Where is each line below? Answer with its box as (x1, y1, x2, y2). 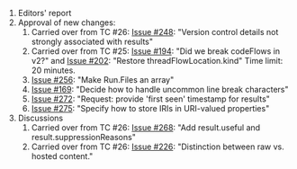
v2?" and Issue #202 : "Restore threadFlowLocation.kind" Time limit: (31, 56, 283, 66)
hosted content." (31, 151, 94, 161)
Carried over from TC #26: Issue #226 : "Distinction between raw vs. (31, 141, 285, 152)
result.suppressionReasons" (31, 132, 137, 142)
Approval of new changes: (17, 17, 116, 28)
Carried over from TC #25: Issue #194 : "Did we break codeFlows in (31, 46, 281, 57)
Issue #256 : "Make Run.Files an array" (31, 75, 175, 84)
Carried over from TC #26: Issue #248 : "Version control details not (31, 27, 279, 37)
